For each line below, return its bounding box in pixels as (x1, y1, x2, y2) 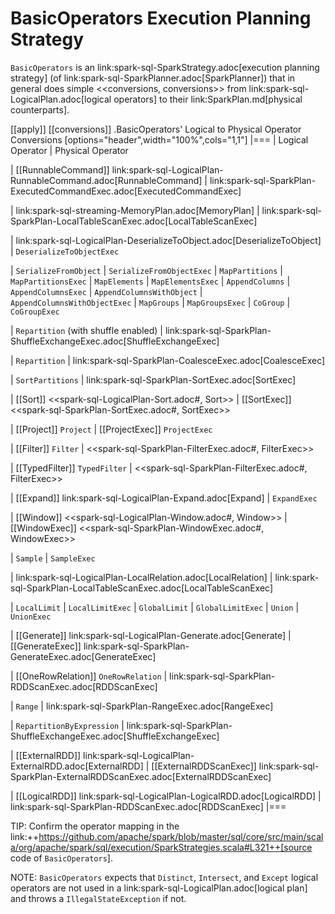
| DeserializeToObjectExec (10, 245, 120, 257)
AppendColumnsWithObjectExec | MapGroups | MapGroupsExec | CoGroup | (10, 296, 291, 308)
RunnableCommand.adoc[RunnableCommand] (10, 174, 203, 186)
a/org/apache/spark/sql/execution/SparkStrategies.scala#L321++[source (10, 841, 313, 853)
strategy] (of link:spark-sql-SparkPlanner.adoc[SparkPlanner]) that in (10, 72, 296, 84)
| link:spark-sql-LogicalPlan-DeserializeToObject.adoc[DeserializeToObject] (10, 234, 322, 246)
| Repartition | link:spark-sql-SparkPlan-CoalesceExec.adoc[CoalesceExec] (10, 354, 326, 366)
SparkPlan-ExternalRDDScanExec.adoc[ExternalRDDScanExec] (10, 770, 272, 782)
